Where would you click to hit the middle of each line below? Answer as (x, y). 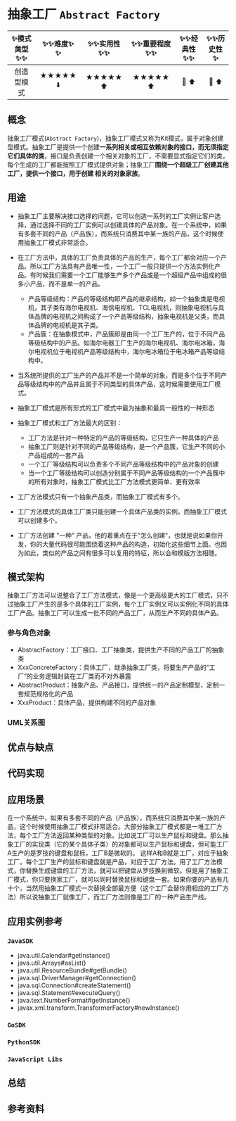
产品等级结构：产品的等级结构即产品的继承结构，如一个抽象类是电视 (126, 298)
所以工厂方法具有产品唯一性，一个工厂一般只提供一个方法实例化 (122, 266)
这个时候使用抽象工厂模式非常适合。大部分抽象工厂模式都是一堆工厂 (118, 827)
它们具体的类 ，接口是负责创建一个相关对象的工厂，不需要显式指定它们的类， (118, 156)
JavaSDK (20, 941)
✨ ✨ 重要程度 (151, 44)
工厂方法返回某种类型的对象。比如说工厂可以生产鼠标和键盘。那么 (127, 835)
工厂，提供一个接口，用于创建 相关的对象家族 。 (76, 173)
